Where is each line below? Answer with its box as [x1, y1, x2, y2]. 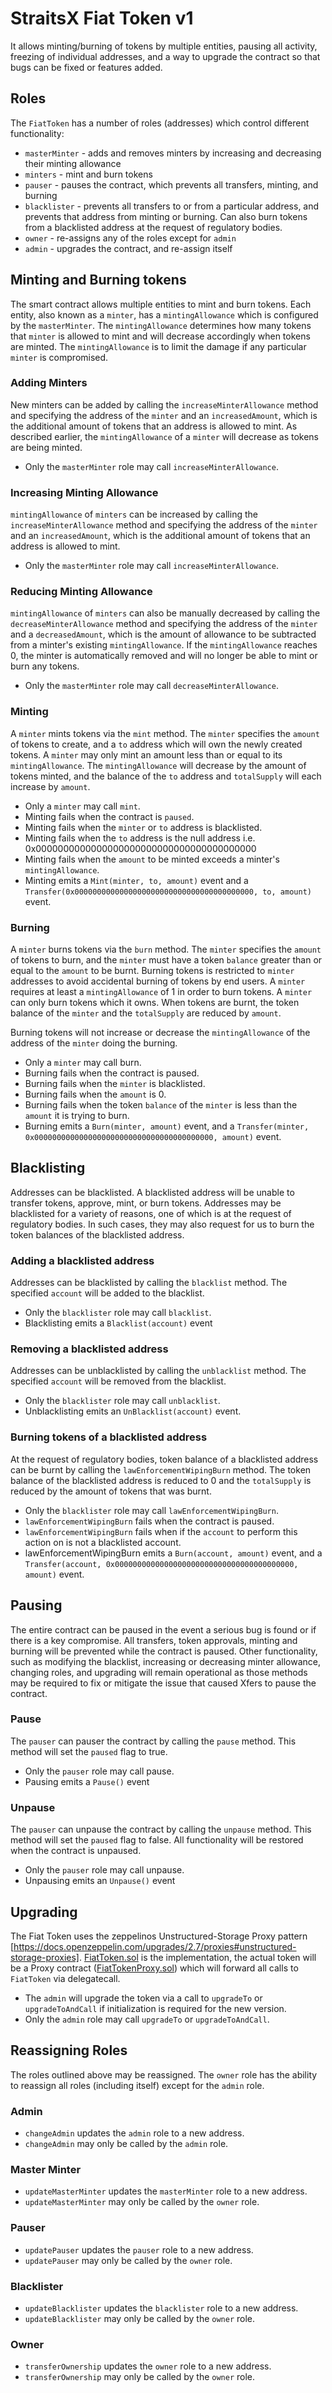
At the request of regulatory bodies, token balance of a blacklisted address [10, 1453, 319, 1465]
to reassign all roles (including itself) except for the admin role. [10, 2079, 265, 2091]
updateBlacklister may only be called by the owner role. [24, 2312, 256, 2324]
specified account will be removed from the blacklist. [10, 1375, 227, 1387]
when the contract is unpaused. [10, 1845, 142, 1857]
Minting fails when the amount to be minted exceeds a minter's [24, 853, 280, 865]
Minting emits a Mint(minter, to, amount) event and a [24, 874, 249, 886]
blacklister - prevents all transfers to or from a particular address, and [24, 200, 320, 212]
